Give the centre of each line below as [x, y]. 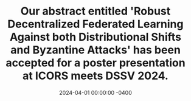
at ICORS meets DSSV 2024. [95, 76]
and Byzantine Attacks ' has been [95, 50]
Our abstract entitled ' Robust [95, 11]
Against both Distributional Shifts [95, 37]
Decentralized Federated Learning [95, 24]
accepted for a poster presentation [95, 63]
